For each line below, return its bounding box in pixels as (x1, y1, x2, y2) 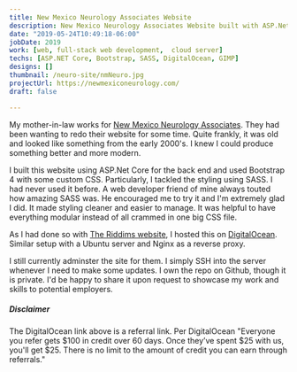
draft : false (9, 87, 57, 96)
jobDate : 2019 (9, 37, 62, 47)
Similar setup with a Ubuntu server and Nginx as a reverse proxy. (9, 238, 246, 249)
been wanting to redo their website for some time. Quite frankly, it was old (9, 128, 278, 139)
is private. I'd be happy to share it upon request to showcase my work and (9, 274, 279, 284)
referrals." (9, 354, 46, 365)
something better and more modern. (9, 147, 141, 158)
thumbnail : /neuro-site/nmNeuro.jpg (9, 71, 144, 80)
